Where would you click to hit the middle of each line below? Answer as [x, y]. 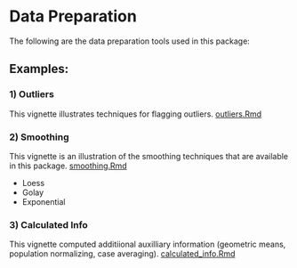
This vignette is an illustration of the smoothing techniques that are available [149, 156]
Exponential [44, 201]
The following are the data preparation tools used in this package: [130, 41]
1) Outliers [32, 94]
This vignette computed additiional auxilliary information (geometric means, [148, 244]
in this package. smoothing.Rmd [68, 166]
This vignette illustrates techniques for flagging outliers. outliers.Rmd [136, 114]
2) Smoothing [39, 137]
